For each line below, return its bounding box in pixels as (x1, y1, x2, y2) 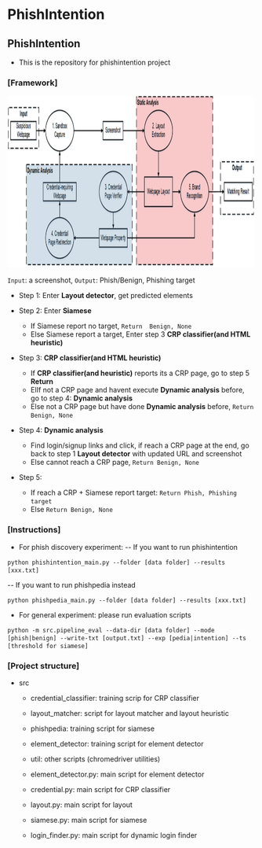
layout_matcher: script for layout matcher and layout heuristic (30, 708, 229, 717)
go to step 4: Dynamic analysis (30, 393, 133, 403)
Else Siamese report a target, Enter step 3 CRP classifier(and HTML (30, 330, 251, 339)
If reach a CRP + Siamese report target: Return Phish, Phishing (30, 488, 237, 497)
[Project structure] (7, 660, 80, 671)
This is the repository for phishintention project (18, 57, 171, 67)
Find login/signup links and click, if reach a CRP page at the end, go (30, 441, 250, 450)
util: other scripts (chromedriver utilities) (30, 754, 161, 764)
